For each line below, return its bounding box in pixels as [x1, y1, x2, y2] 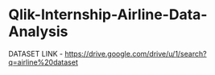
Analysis [8, 22, 68, 41]
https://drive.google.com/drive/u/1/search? [64, 49, 207, 58]
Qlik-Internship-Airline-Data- [8, 6, 208, 24]
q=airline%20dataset [8, 57, 78, 67]
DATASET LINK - [8, 49, 63, 58]
